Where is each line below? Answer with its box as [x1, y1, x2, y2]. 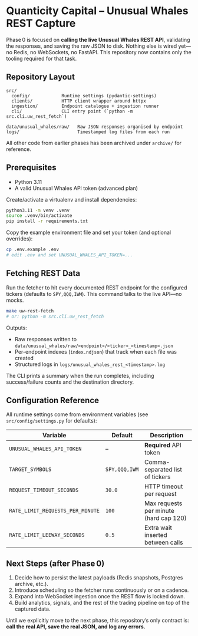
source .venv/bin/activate [6, 213, 72, 219]
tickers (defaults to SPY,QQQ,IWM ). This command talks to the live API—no [6, 290, 182, 297]
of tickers [144, 473, 171, 481]
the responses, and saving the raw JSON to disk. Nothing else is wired [6, 42, 177, 50]
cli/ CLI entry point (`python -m [11, 108, 133, 114]
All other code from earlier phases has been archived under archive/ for [6, 139, 181, 146]
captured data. [14, 605, 51, 612]
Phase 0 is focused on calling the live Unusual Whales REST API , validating [6, 36, 190, 43]
